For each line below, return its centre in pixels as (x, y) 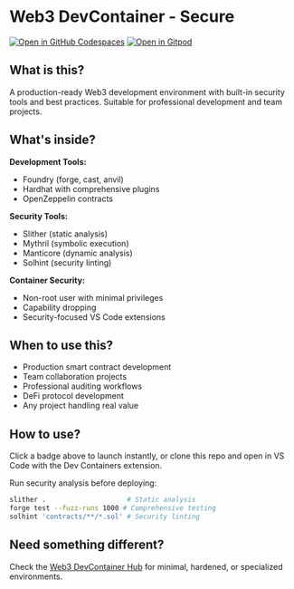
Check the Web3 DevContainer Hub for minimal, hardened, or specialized (146, 566)
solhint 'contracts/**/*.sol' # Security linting (105, 517)
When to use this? (62, 345)
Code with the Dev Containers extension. (86, 466)
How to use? (45, 434)
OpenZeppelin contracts (67, 198)
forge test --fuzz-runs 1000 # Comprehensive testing (113, 508)
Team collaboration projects (75, 377)
